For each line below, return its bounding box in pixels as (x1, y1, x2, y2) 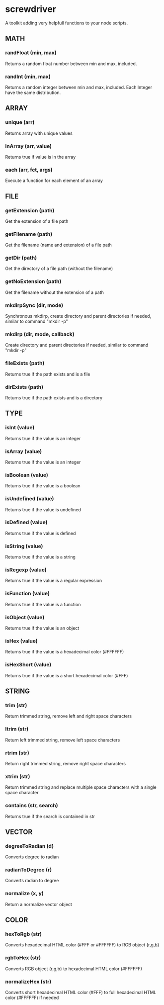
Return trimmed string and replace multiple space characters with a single (5, 784, 157, 790)
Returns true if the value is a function (5, 601, 81, 607)
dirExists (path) (5, 383, 44, 390)
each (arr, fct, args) (5, 166, 53, 173)
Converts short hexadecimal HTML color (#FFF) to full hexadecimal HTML (5, 990, 157, 996)
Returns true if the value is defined (5, 530, 76, 536)
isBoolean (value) (5, 471, 49, 478)
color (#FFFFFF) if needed (5, 995, 59, 1001)
